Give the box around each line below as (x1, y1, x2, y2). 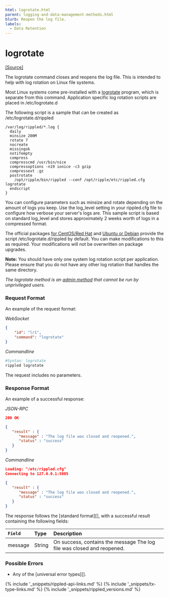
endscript (10, 186, 30, 191)
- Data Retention (10, 26, 46, 31)
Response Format (5, 384, 49, 391)
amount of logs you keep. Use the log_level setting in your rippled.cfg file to (5, 205, 162, 211)
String (34, 542, 49, 549)
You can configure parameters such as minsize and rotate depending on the (5, 200, 163, 206)
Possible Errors (5, 560, 44, 567)
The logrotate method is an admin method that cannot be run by (5, 277, 139, 283)
